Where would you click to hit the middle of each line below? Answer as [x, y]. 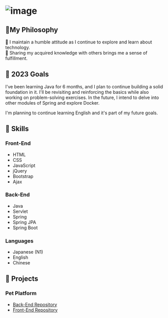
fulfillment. [17, 58]
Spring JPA [24, 222]
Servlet [20, 211]
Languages [20, 241]
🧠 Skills [17, 129]
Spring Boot [25, 228]
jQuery [20, 170]
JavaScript [24, 165]
